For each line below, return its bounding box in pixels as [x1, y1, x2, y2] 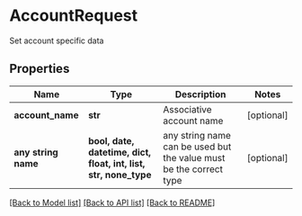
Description [174, 87, 226, 100]
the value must [163, 151, 226, 164]
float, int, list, [88, 157, 146, 169]
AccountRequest [9, 5, 138, 26]
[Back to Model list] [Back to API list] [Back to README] [9, 197, 216, 208]
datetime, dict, [88, 146, 151, 158]
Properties [9, 61, 70, 76]
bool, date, [88, 134, 135, 147]
